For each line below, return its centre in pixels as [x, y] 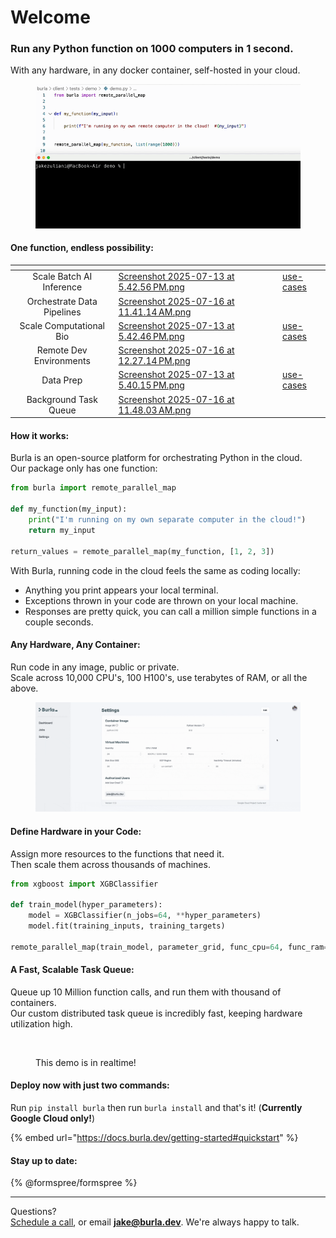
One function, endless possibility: [82, 248]
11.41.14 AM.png [155, 312]
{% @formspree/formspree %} [74, 1183]
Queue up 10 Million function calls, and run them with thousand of [146, 992]
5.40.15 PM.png [151, 385]
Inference [62, 287]
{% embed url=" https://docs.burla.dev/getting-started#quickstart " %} [154, 1138]
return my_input [62, 530]
